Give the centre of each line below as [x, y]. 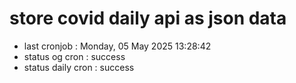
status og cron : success [74, 56]
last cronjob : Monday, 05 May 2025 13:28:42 [117, 46]
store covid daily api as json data [148, 18]
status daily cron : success [79, 67]
